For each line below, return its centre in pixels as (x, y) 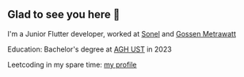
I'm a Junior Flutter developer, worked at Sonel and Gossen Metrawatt (122, 33)
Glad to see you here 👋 (64, 15)
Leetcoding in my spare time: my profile (72, 64)
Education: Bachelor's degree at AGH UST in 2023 (90, 49)
